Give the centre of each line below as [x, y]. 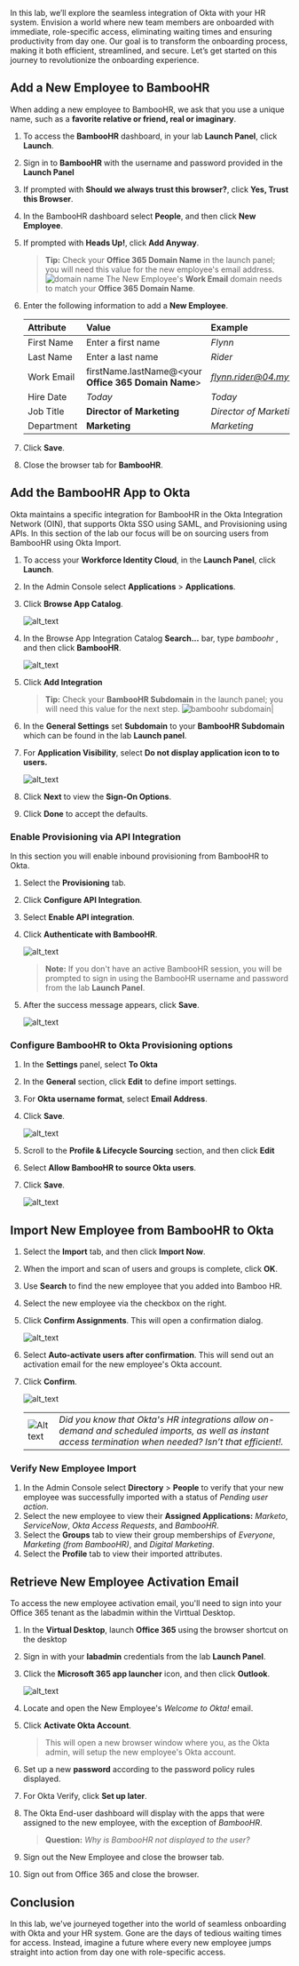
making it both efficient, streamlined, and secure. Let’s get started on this [144, 51]
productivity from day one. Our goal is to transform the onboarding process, [149, 41]
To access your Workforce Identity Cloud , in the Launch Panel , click [149, 560]
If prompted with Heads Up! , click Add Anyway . [111, 243]
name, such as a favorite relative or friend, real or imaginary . [123, 118]
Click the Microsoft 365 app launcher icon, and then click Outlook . [146, 1674]
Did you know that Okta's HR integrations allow [157, 1419]
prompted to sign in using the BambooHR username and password [167, 978]
